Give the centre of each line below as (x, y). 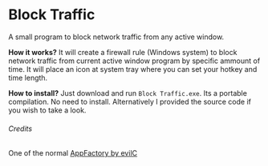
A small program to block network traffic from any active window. (116, 37)
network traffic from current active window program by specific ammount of (134, 61)
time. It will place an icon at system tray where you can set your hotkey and (133, 69)
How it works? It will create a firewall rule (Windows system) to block (123, 52)
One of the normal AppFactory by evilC (73, 153)
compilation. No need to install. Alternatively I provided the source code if (130, 101)
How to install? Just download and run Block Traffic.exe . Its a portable (128, 93)
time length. (28, 77)
